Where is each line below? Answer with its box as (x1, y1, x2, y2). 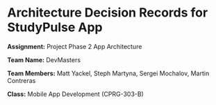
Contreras (7, 76, 36, 84)
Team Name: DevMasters (7, 55, 81, 64)
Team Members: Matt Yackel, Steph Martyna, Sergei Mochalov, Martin (7, 69, 210, 77)
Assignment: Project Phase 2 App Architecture (7, 42, 142, 50)
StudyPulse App (7, 19, 103, 35)
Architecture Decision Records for (7, 5, 208, 21)
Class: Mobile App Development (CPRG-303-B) (7, 90, 144, 98)
